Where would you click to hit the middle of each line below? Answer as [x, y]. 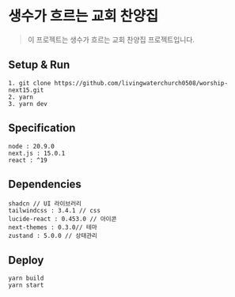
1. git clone [30, 83]
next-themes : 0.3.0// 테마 [53, 227]
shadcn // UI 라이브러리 [45, 204]
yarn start [26, 285]
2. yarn [21, 97]
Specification [42, 128]
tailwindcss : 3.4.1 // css [55, 211]
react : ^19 [28, 160]
